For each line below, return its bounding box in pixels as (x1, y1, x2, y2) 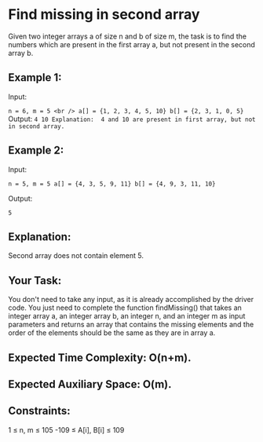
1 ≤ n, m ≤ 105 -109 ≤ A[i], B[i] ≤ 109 (8, 425, 125, 434)
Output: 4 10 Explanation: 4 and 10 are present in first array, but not (8, 114, 256, 123)
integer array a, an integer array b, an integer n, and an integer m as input (8, 311, 246, 321)
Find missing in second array (8, 6, 200, 24)
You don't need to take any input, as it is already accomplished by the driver (8, 295, 254, 304)
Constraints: (8, 404, 71, 418)
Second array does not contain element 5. (8, 251, 144, 260)
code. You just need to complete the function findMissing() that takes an (8, 303, 242, 312)
